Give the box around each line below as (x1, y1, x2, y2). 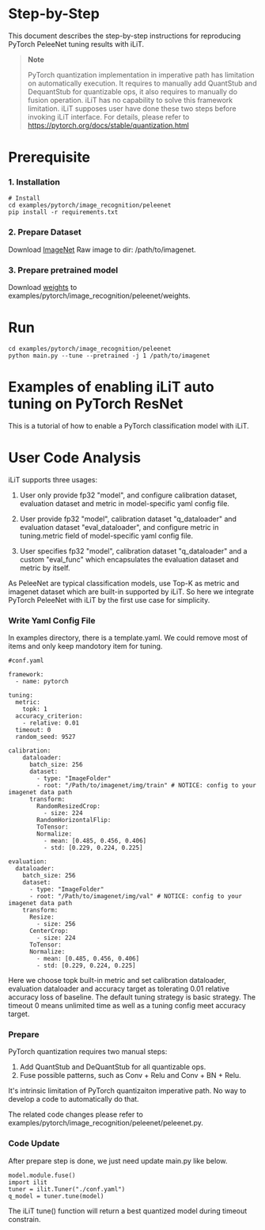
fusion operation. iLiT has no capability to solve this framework (27, 95, 233, 105)
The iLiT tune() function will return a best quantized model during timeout (8, 1205, 248, 1216)
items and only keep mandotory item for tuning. (8, 642, 163, 651)
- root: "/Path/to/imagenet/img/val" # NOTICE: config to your (28, 893, 243, 901)
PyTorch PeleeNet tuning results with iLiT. (8, 39, 145, 48)
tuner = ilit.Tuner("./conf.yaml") (8, 1185, 126, 1193)
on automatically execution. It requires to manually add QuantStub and (27, 78, 257, 88)
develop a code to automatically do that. (8, 1095, 140, 1104)
